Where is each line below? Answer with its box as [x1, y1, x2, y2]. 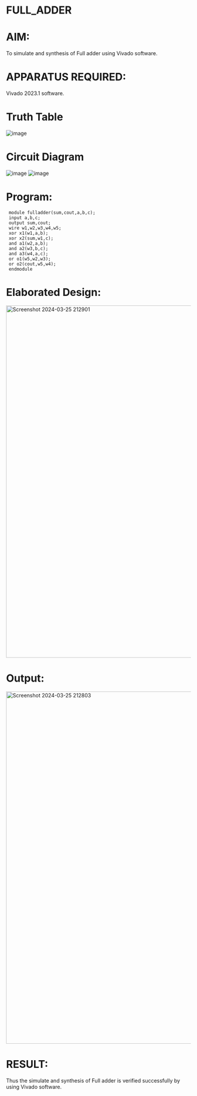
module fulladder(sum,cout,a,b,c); [8, 210, 96, 215]
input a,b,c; [8, 215, 41, 221]
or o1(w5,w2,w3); [8, 256, 51, 262]
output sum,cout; [8, 220, 51, 226]
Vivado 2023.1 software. [6, 90, 64, 97]
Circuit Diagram [6, 150, 84, 164]
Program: [6, 190, 53, 204]
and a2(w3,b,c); [8, 245, 49, 251]
